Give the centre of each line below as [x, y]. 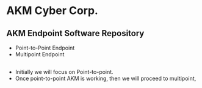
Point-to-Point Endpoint [45, 48]
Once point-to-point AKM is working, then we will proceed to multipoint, [106, 79]
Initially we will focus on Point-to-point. [64, 72]
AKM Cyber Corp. [52, 11]
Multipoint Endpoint [40, 54]
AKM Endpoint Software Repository [75, 33]
